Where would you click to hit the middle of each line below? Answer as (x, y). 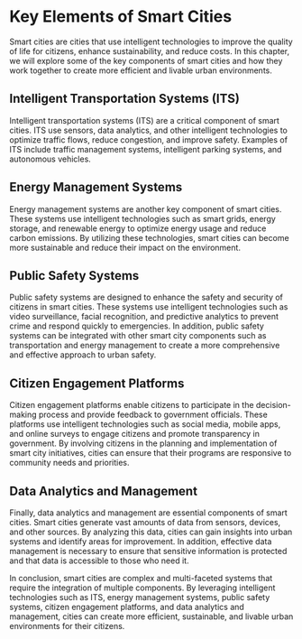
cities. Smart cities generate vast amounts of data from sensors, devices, (145, 522)
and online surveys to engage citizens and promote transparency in (134, 434)
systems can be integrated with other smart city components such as (138, 336)
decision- (273, 405)
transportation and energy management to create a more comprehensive (145, 346)
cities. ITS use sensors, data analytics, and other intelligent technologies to (149, 130)
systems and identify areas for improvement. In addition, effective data (141, 542)
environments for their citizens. (67, 626)
